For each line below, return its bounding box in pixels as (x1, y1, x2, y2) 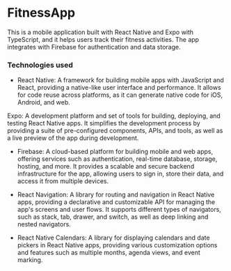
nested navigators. (17, 220, 71, 229)
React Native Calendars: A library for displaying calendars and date (17, 233, 210, 242)
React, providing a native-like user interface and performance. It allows (17, 84, 221, 92)
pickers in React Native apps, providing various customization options (17, 241, 218, 249)
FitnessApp (7, 5, 75, 21)
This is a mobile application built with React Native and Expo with (7, 28, 193, 36)
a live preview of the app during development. (7, 134, 139, 142)
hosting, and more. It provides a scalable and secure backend (17, 162, 195, 171)
